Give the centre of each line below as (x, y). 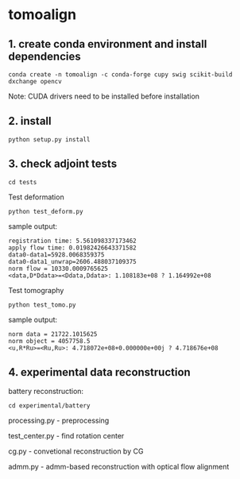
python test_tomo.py (43, 305)
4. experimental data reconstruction (99, 372)
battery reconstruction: (46, 392)
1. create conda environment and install (108, 44)
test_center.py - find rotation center (66, 436)
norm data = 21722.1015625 (53, 334)
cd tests (23, 182)
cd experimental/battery (49, 406)
